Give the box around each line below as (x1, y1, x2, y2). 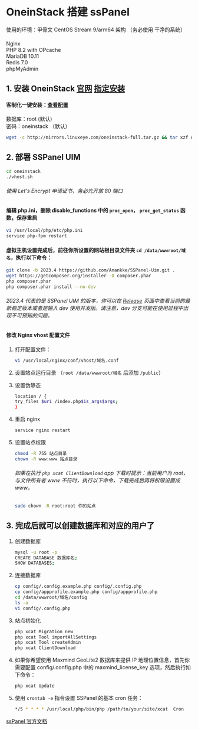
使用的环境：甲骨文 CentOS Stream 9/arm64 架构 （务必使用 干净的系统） (6, 26, 186, 33)
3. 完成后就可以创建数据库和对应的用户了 (6, 521, 155, 531)
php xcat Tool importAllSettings (14, 634, 97, 640)
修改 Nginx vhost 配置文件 (6, 332, 70, 339)
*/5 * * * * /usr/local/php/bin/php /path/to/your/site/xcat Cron (14, 706, 184, 712)
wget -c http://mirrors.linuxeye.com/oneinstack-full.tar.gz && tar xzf (6, 135, 189, 140)
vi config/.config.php (14, 605, 71, 611)
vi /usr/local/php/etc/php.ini (6, 228, 83, 234)
